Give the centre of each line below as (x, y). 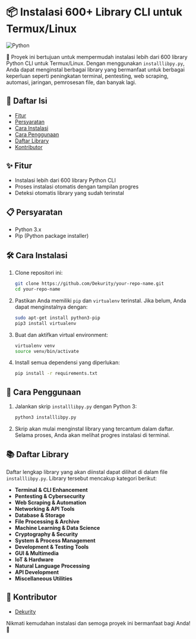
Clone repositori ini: (39, 273)
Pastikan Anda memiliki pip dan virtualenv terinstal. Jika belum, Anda (100, 300)
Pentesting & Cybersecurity (50, 496)
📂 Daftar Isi (27, 101)
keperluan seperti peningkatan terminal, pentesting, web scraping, (87, 76)
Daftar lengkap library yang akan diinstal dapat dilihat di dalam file (87, 472)
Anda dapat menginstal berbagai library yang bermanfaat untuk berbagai (96, 69)
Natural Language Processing (52, 566)
